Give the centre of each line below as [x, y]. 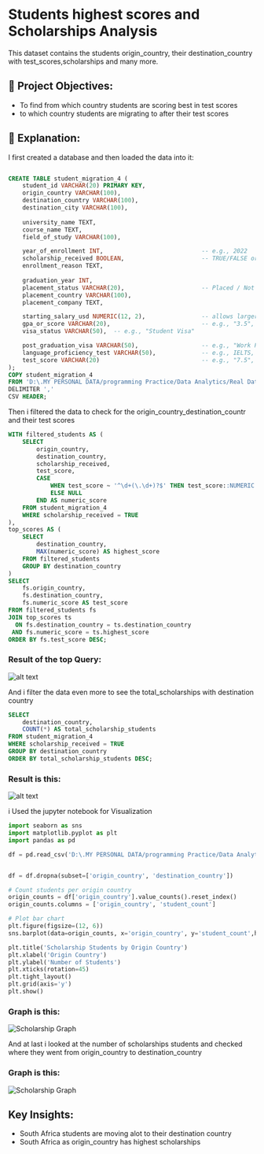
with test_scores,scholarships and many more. [83, 61]
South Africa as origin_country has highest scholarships [110, 1142]
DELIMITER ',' [31, 390]
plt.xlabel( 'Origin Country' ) [58, 955]
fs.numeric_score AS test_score [75, 603]
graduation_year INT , [57, 280]
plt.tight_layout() [40, 977]
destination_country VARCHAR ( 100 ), [81, 201]
